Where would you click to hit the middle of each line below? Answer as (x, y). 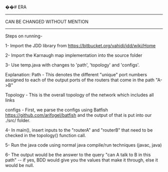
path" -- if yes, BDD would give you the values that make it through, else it (82, 160)
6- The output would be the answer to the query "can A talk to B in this (78, 155)
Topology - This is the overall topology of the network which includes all (79, 95)
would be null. (19, 165)
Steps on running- (24, 36)
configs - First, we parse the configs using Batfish (57, 110)
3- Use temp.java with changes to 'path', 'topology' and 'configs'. (72, 65)
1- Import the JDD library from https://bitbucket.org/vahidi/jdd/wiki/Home (80, 46)
